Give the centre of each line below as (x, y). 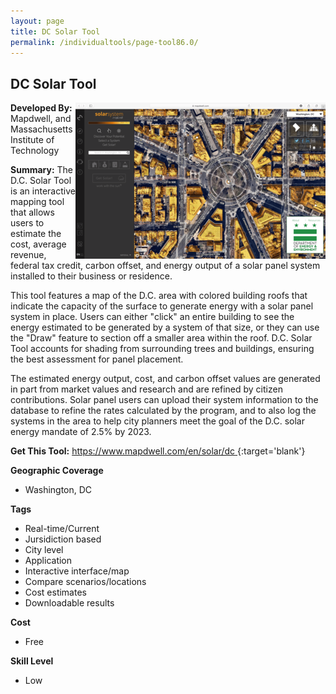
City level (44, 550)
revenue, (28, 255)
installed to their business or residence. (91, 276)
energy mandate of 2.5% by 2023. (81, 432)
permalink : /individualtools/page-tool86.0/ (104, 42)
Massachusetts (41, 129)
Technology (35, 151)
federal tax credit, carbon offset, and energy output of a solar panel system (165, 266)
